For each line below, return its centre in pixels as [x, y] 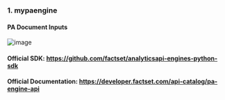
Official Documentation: [43, 81]
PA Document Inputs [37, 27]
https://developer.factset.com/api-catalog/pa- [148, 81]
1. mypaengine [32, 10]
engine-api [24, 89]
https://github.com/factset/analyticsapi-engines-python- [132, 58]
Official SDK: [26, 58]
